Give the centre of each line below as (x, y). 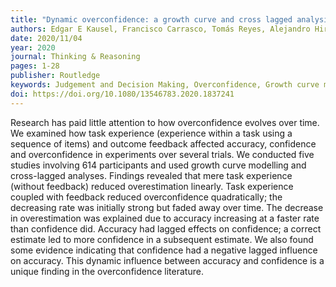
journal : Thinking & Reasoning (75, 57)
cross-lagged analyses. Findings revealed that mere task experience (151, 175)
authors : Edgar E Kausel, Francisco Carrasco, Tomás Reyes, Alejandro (160, 29)
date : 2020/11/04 (46, 38)
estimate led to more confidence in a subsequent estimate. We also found (162, 239)
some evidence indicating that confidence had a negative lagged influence (164, 250)
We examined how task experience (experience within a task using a (151, 133)
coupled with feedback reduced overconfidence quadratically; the (146, 197)
